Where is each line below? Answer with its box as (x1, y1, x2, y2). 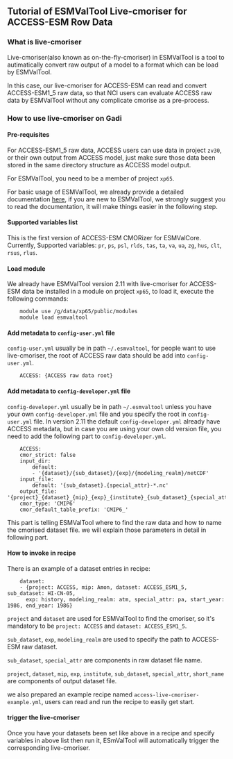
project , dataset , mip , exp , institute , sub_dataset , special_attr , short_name (7, 669, 224, 678)
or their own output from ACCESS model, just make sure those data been (7, 153, 216, 162)
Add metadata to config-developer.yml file (7, 387, 131, 395)
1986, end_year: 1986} (7, 602, 73, 609)
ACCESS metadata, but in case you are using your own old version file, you (7, 424, 222, 433)
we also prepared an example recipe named (7, 690, 133, 699)
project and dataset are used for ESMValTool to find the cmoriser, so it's (7, 614, 215, 622)
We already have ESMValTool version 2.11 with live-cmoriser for (7, 280, 189, 288)
